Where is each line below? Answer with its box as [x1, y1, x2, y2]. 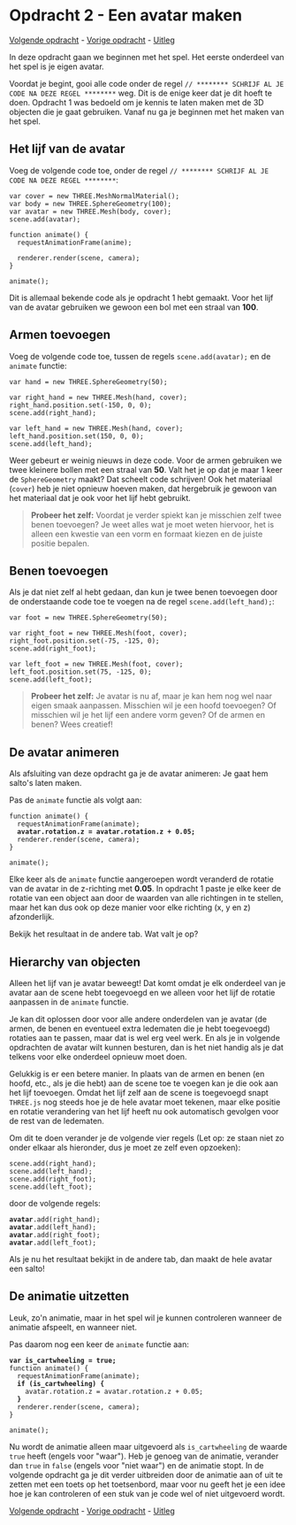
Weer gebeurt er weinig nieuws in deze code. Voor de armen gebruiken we [9, 455, 283, 466]
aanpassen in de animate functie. [9, 997, 129, 1007]
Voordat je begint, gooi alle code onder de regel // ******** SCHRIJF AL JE [9, 78, 285, 89]
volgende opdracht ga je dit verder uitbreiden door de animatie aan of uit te [9, 1469, 284, 1480]
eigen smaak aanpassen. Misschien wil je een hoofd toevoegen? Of [30, 700, 277, 711]
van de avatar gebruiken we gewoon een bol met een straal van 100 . [9, 302, 259, 312]
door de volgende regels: [9, 1198, 102, 1208]
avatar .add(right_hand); [9, 1215, 101, 1224]
